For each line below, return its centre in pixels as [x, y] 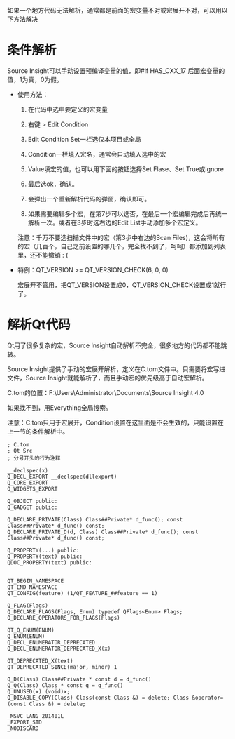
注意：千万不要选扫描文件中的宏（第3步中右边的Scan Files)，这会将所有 [121, 237]
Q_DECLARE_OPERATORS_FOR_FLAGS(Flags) [64, 618]
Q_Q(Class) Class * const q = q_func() [65, 685]
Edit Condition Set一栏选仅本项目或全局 [84, 139]
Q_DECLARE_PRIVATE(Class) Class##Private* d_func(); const [95, 519]
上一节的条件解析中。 [38, 431]
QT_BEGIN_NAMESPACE [36, 581]
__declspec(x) [28, 470]
